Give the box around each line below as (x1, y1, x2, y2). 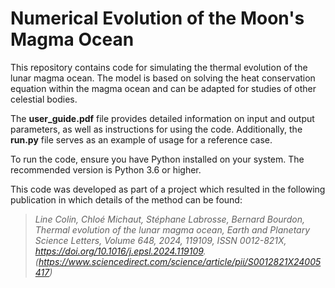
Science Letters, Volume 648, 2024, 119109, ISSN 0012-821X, (34, 234, 287, 246)
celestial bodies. (10, 93, 78, 105)
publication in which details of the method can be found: (10, 193, 243, 206)
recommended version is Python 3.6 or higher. (10, 163, 202, 176)
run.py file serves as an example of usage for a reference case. (10, 133, 273, 146)
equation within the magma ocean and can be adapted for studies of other (10, 82, 317, 94)
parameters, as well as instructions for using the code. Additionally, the (10, 123, 303, 135)
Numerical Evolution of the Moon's (10, 7, 305, 30)
